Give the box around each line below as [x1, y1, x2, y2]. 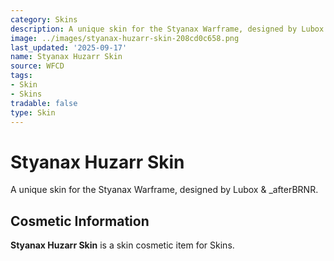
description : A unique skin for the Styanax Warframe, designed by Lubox [10, 24, 325, 34]
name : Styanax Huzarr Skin [10, 52, 123, 62]
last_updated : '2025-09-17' [10, 42, 128, 53]
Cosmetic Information [10, 212, 150, 230]
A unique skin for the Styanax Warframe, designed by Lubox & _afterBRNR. [10, 184, 319, 196]
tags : [10, 71, 33, 81]
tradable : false [10, 98, 78, 108]
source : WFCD [10, 61, 65, 71]
